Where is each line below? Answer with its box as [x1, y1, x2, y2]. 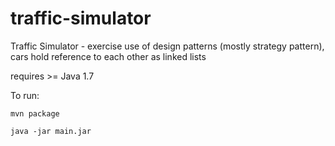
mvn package [10, 108, 60, 119]
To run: [10, 89, 40, 101]
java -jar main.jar [10, 126, 92, 136]
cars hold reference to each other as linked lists [10, 50, 207, 62]
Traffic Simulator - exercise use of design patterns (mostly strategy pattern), [10, 40, 325, 52]
